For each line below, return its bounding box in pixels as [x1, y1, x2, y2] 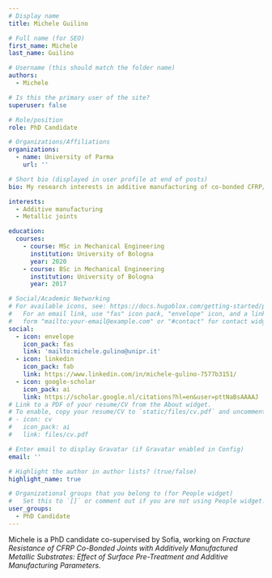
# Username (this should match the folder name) [8, 64, 176, 72]
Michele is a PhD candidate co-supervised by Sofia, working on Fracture [8, 534, 251, 544]
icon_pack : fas [23, 340, 74, 348]
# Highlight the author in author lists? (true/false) [8, 468, 198, 476]
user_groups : [8, 505, 53, 513]
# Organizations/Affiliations [8, 138, 111, 146]
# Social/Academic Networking [8, 295, 111, 303]
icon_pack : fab [23, 363, 74, 371]
